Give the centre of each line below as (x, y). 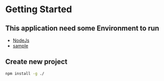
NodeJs (21, 40)
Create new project (36, 62)
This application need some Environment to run (82, 28)
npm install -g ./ (25, 73)
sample (20, 46)
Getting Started (39, 9)
